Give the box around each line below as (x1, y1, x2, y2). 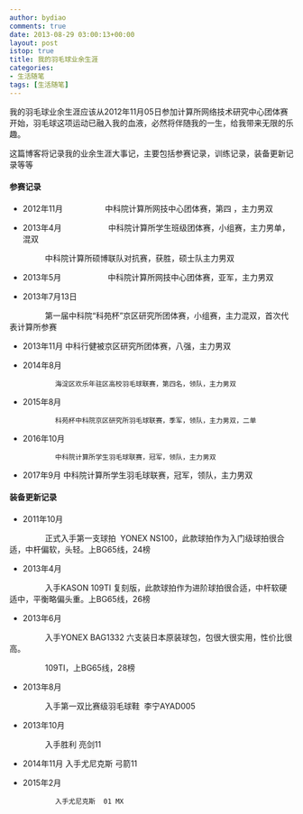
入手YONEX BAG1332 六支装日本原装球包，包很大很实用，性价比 (44, 632, 285, 643)
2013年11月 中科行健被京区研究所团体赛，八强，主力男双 (22, 340, 232, 352)
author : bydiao (9, 13, 67, 23)
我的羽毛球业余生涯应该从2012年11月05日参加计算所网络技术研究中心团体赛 (9, 105, 289, 117)
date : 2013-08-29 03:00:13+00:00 (9, 30, 135, 39)
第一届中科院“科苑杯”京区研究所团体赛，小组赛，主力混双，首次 (44, 310, 281, 321)
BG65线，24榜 (96, 544, 151, 555)
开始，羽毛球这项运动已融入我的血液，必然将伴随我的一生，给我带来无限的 (9, 117, 286, 128)
